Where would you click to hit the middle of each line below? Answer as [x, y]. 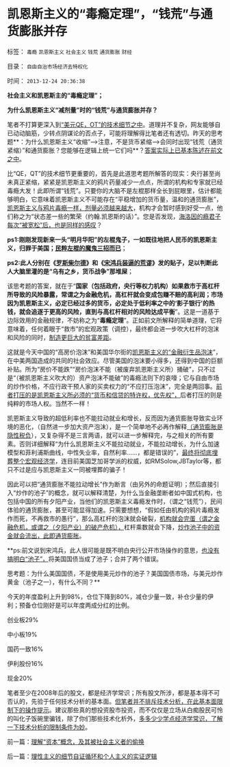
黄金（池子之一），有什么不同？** [54, 582]
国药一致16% [25, 649]
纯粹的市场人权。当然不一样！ [49, 403]
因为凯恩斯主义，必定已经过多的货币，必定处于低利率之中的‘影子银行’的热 [111, 303]
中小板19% [22, 634]
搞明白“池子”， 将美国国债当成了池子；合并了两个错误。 [85, 559]
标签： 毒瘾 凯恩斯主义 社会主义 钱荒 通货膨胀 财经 [69, 51]
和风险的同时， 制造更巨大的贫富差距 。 [61, 337]
